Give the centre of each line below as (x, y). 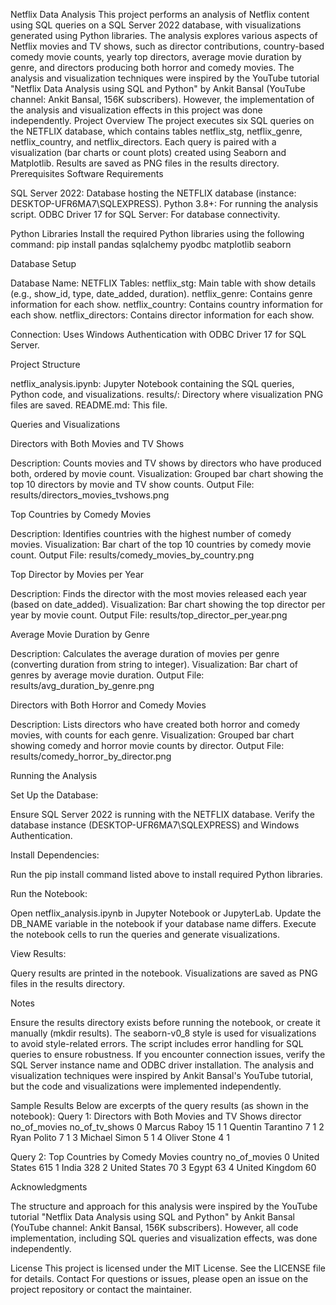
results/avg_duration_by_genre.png (82, 685)
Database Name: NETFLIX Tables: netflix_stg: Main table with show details (163, 283)
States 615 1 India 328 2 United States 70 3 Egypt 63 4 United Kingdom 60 (163, 1167)
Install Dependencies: (55, 855)
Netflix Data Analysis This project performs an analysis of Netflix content (160, 14)
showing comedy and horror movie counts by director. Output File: (147, 745)
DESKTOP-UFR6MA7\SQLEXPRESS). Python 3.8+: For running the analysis (164, 203)
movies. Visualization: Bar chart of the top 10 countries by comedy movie (161, 544)
